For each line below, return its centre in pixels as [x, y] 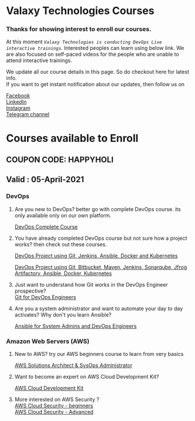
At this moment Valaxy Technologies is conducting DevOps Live [84, 42]
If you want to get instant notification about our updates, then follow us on [95, 84]
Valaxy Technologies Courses [80, 11]
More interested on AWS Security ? [57, 399]
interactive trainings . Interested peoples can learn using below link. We [95, 48]
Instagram [18, 108]
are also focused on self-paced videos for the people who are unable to [93, 55]
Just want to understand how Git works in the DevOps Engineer [91, 284]
